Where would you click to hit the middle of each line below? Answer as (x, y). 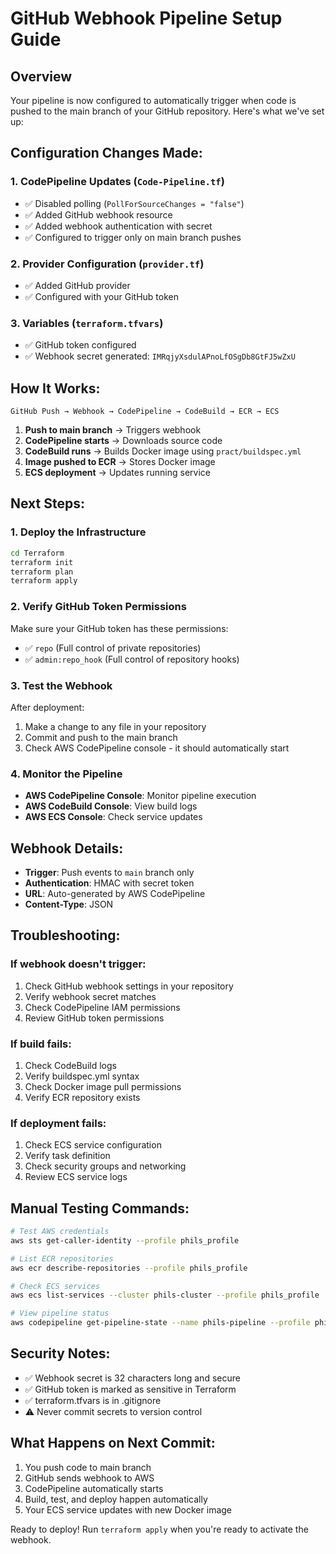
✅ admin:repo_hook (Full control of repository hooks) (132, 659)
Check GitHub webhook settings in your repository (129, 986)
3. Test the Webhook (61, 685)
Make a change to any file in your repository (115, 726)
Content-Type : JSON (69, 904)
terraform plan (42, 572)
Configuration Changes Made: (106, 153)
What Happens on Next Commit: (113, 1443)
